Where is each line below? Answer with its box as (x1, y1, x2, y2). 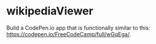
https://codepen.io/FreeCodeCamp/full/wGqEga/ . (6, 30, 131, 37)
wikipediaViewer (6, 4, 93, 18)
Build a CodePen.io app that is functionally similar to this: (6, 24, 150, 31)
